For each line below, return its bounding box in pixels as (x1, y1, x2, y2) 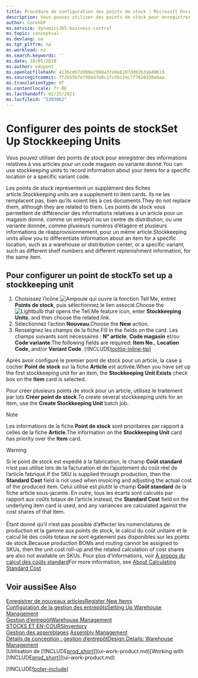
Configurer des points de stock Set (6, 122, 178, 135)
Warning (6, 446, 27, 454)
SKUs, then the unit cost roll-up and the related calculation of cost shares (6, 546, 184, 553)
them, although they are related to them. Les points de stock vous (6, 203, 166, 210)
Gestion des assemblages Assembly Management (6, 629, 128, 636)
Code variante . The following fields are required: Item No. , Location (14, 339, 179, 346)
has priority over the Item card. (6, 435, 82, 442)
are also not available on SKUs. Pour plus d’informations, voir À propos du (6, 552, 186, 559)
